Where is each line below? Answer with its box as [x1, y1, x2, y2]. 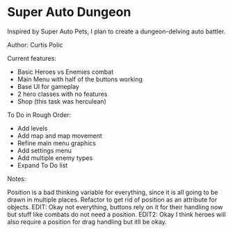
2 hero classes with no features [17, 90, 108, 98]
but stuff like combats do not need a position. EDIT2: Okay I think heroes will [7, 210, 226, 218]
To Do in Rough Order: [7, 111, 72, 119]
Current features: [7, 54, 57, 63]
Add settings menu [17, 146, 72, 154]
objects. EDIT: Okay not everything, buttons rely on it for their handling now [7, 202, 223, 211]
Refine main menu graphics [17, 138, 96, 147]
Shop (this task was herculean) [17, 97, 106, 105]
